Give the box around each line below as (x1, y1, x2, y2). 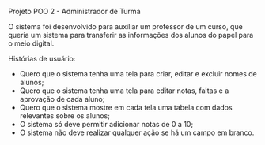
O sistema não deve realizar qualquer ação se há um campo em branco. (19, 128, 255, 137)
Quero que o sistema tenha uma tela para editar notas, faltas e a (19, 86, 229, 95)
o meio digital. (8, 39, 55, 48)
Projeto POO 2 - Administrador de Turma (8, 7, 141, 16)
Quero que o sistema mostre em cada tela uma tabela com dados (19, 102, 233, 112)
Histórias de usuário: (8, 54, 76, 63)
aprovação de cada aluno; (19, 95, 105, 103)
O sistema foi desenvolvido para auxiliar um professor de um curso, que (8, 22, 243, 31)
